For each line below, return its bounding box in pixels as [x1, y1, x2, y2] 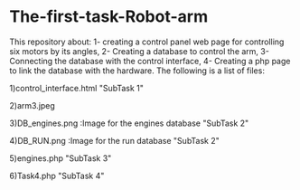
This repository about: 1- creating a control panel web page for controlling [9, 36, 285, 47]
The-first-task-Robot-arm [9, 6, 209, 27]
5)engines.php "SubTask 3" [9, 152, 112, 164]
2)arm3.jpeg [9, 100, 56, 110]
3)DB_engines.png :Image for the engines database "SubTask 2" [9, 118, 249, 128]
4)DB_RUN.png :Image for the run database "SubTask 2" [9, 135, 220, 146]
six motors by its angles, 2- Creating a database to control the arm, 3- [9, 45, 269, 56]
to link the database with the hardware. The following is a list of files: [9, 65, 265, 76]
